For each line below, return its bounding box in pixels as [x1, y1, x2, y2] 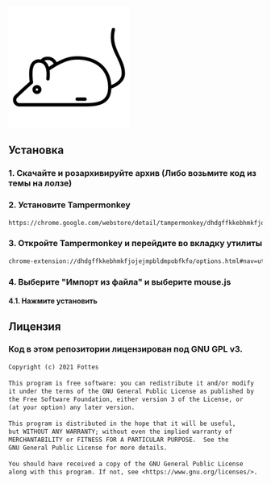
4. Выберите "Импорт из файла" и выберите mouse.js [8, 276, 231, 287]
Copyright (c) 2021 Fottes [8, 363, 99, 371]
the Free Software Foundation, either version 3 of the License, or [8, 395, 244, 403]
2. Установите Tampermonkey [8, 199, 131, 211]
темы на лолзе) [8, 177, 73, 189]
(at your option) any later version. [8, 403, 135, 411]
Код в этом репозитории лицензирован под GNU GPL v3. [8, 344, 244, 355]
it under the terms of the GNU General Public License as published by [8, 387, 254, 395]
